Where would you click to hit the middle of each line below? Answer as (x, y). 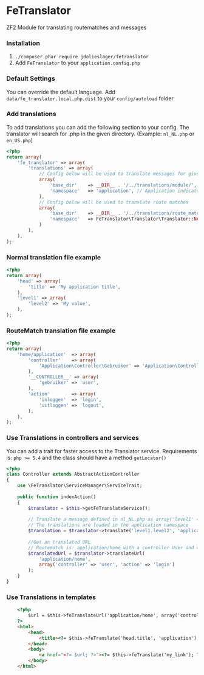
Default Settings (31, 78)
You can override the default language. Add (61, 92)
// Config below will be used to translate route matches (114, 202)
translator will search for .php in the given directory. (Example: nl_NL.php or (100, 134)
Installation (23, 43)
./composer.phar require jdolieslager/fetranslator (82, 57)
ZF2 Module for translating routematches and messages (76, 27)
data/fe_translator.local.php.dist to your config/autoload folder (90, 98)
